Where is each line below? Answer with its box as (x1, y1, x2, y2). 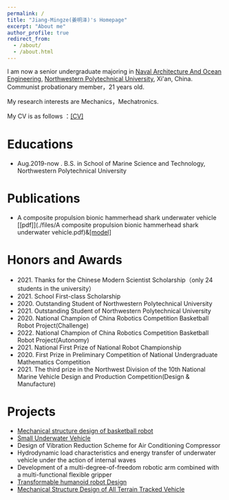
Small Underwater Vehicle (17, 434, 91, 442)
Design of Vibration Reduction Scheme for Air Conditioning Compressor (17, 441, 221, 449)
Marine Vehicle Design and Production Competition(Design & (17, 372, 190, 380)
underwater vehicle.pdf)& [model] (17, 228, 112, 236)
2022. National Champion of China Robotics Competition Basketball (17, 328, 209, 337)
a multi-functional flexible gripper (17, 470, 112, 479)
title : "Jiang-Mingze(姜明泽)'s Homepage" (7, 17, 128, 23)
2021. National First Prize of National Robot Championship (17, 343, 182, 351)
